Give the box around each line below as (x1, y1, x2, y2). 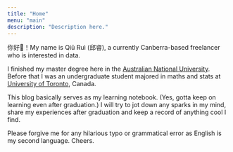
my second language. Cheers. (7, 137, 95, 145)
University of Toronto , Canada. (7, 80, 96, 88)
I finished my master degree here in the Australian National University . (7, 64, 210, 74)
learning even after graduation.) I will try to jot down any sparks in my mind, (7, 101, 227, 109)
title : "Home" (7, 10, 49, 18)
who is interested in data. (7, 51, 81, 60)
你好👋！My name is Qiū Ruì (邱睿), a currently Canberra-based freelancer (7, 43, 220, 52)
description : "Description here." (7, 23, 109, 30)
